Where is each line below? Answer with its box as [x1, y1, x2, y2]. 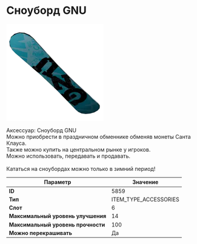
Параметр [44, 179, 72, 186]
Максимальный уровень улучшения [8, 213, 107, 220]
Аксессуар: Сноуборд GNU [6, 126, 77, 133]
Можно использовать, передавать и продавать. [6, 152, 131, 159]
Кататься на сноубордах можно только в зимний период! [6, 165, 156, 172]
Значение [132, 179, 159, 186]
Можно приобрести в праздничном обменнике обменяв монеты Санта [6, 133, 191, 140]
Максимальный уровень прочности [8, 221, 105, 228]
